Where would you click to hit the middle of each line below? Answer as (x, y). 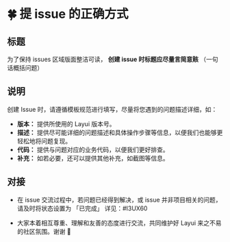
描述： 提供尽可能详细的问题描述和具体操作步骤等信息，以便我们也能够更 (120, 132)
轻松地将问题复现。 (44, 141)
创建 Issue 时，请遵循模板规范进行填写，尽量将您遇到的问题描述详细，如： (112, 109)
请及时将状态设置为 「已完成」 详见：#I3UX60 (82, 208)
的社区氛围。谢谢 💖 (44, 231)
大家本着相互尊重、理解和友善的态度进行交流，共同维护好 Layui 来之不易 (119, 223)
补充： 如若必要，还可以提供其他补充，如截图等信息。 (93, 158)
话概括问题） (25, 68)
